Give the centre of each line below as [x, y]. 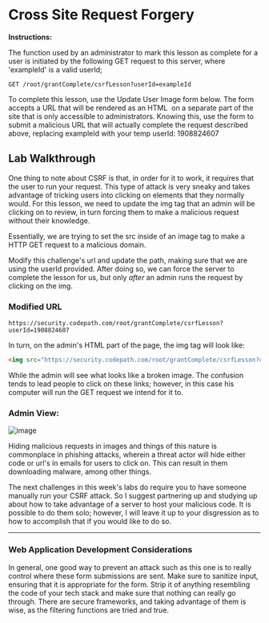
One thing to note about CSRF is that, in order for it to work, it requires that [131, 177]
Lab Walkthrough [52, 159]
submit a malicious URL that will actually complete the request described [128, 124]
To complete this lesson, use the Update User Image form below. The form [131, 99]
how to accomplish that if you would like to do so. [90, 521]
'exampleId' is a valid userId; [55, 69]
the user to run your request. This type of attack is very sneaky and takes [129, 186]
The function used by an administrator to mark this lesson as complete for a [133, 52]
